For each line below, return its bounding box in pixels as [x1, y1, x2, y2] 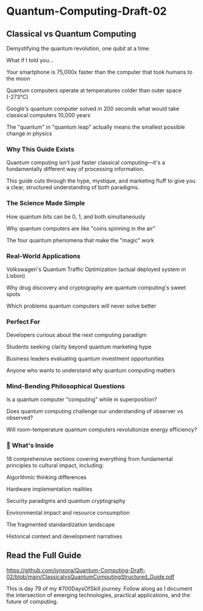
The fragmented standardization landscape [6, 521, 115, 528]
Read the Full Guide [6, 551, 82, 561]
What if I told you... [6, 57, 54, 63]
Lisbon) [6, 272, 26, 279]
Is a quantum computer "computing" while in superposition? [6, 396, 157, 403]
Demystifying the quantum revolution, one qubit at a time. [6, 45, 151, 52]
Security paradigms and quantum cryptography [6, 497, 126, 504]
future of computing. [6, 598, 59, 605]
